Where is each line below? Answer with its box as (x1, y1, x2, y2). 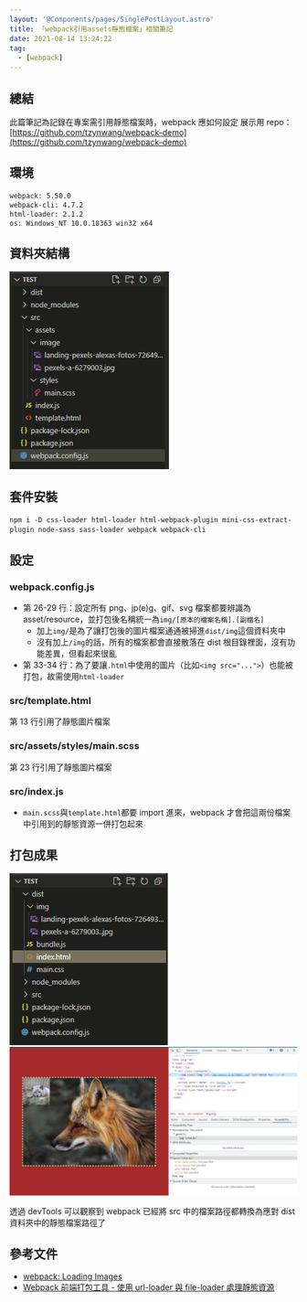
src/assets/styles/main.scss (9, 740, 140, 752)
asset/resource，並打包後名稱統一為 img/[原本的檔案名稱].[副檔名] (22, 614, 265, 625)
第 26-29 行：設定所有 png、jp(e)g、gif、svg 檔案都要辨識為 (22, 603, 251, 614)
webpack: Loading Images (22, 1271, 123, 1282)
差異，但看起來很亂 (44, 648, 117, 659)
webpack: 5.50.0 (9, 191, 71, 200)
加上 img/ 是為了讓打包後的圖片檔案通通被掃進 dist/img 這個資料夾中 (36, 625, 286, 636)
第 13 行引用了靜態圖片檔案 (9, 716, 111, 727)
